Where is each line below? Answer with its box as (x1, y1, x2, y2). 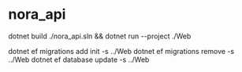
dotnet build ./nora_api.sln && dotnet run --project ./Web (8, 31, 192, 41)
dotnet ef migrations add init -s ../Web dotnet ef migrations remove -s (8, 46, 235, 56)
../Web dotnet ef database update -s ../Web (8, 55, 150, 64)
